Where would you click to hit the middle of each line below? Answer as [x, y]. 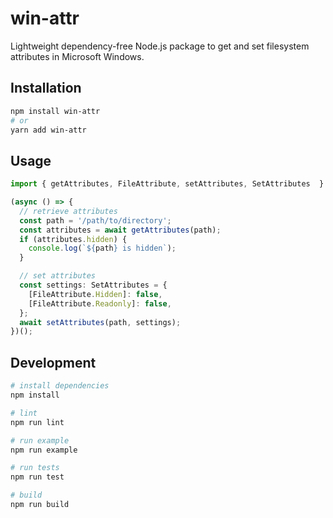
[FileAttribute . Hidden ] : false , [95, 294]
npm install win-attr [55, 111]
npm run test [37, 477]
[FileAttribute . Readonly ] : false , [100, 303]
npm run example [44, 450]
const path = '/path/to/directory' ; [95, 220]
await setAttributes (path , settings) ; [100, 322]
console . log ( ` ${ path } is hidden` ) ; [102, 248]
